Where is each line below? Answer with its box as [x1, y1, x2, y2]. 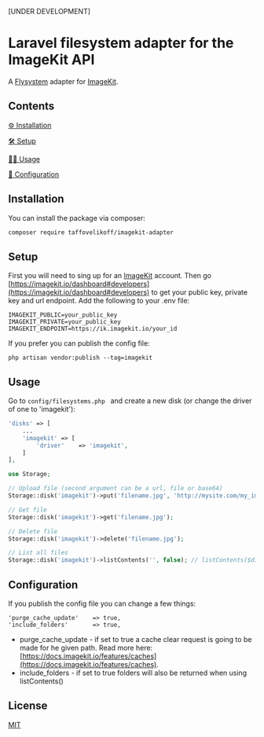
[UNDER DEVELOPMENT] [8, 7, 91, 16]
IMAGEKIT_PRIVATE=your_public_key [8, 318, 122, 326]
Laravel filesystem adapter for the [8, 35, 234, 52]
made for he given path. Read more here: [19, 643, 153, 652]
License [8, 699, 48, 713]
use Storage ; [8, 471, 51, 478]
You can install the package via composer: [8, 213, 145, 222]
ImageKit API [8, 51, 95, 69]
